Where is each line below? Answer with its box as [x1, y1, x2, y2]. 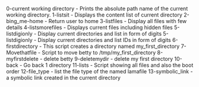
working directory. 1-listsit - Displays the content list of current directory [6, 11, 183, 18]
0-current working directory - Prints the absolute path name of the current [6, 5, 188, 12]
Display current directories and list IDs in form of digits [37, 37, 171, 43]
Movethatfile [6, 49, 37, 56]
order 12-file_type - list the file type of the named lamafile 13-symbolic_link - [6, 68, 193, 75]
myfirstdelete [6, 56, 39, 62]
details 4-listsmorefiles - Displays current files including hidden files [6, 24, 173, 31]
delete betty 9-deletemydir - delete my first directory [43, 56, 173, 62]
